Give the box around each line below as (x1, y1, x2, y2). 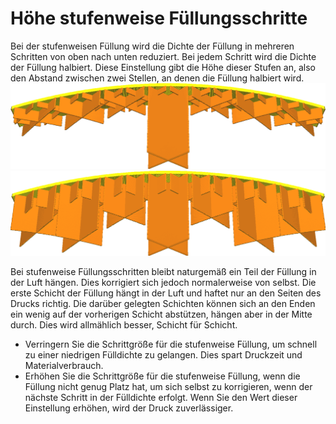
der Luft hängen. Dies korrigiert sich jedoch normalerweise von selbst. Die (10, 277, 317, 289)
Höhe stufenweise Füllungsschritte (10, 7, 308, 30)
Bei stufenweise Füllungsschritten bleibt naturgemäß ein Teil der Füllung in (10, 266, 317, 278)
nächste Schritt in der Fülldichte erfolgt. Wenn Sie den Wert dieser (24, 392, 298, 404)
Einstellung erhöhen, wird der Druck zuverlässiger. (24, 402, 234, 414)
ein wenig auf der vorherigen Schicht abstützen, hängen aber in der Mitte (10, 308, 313, 321)
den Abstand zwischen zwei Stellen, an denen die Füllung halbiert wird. (10, 72, 305, 84)
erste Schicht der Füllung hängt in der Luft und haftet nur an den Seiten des (10, 287, 322, 299)
